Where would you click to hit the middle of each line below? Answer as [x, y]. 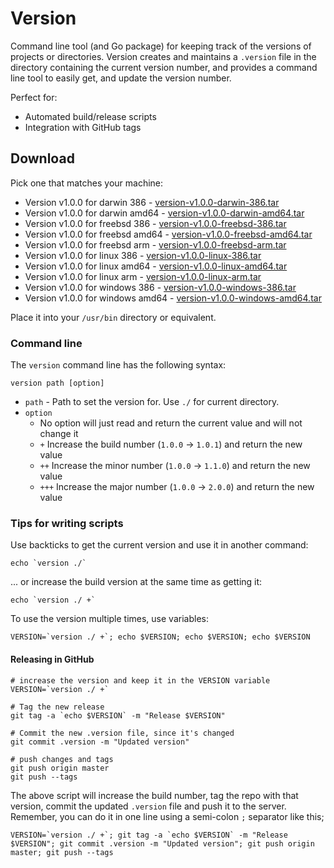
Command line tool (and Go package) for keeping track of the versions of [161, 46]
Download [42, 158]
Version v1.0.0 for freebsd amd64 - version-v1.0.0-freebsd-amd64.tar [168, 234]
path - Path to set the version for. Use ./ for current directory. [152, 402]
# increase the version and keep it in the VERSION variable [140, 680]
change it [59, 434]
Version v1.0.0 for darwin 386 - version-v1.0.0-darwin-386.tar [152, 202]
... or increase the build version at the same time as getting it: [136, 582]
